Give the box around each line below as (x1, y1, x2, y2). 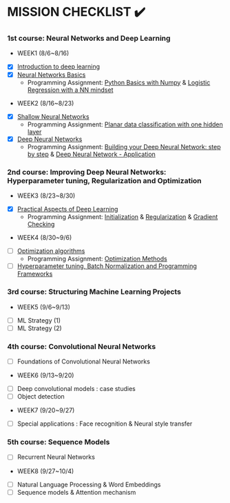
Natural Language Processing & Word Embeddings (17, 480, 161, 488)
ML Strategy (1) (17, 316, 61, 324)
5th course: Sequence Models (7, 437, 110, 447)
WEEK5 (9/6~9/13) (17, 303, 71, 311)
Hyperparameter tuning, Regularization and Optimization (7, 175, 202, 185)
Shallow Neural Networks (17, 112, 90, 120)
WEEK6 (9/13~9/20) (17, 371, 74, 379)
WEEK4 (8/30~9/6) (17, 234, 72, 242)
